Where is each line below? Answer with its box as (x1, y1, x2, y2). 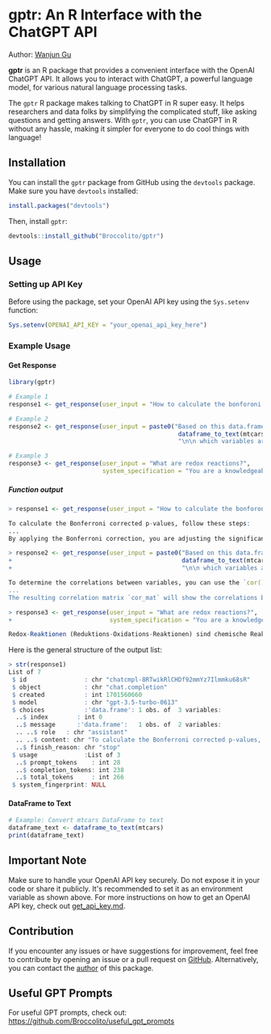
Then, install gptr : (8, 216, 68, 226)
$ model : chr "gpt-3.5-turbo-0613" (11, 698, 179, 707)
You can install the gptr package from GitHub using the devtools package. (8, 177, 256, 187)
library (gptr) (8, 378, 56, 386)
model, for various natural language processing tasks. (8, 82, 188, 92)
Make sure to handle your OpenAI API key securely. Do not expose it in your (8, 875, 261, 884)
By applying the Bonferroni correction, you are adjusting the (8, 534, 226, 542)
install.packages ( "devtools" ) (8, 201, 110, 209)
